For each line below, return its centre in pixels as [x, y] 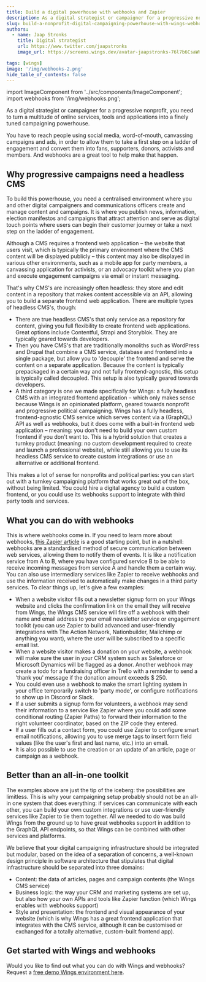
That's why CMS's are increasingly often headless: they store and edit [95, 288]
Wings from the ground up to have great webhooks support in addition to [99, 823]
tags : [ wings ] [25, 63]
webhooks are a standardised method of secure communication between [99, 548]
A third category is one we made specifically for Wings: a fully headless [106, 391]
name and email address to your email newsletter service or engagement [108, 619]
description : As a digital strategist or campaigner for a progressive [100, 18]
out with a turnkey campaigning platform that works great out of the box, [98, 481]
